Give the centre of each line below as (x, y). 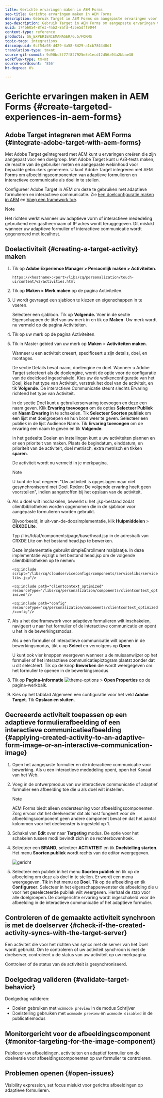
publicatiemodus (29, 1018)
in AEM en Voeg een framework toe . (41, 200)
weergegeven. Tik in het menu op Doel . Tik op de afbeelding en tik (79, 882)
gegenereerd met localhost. (33, 234)
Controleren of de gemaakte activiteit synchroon (80, 918)
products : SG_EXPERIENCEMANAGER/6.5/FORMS (49, 37)
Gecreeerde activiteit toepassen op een (66, 715)
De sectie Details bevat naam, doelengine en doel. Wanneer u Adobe (81, 367)
